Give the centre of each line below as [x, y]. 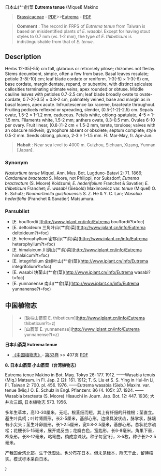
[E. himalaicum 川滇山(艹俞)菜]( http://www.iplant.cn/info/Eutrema [77, 250]
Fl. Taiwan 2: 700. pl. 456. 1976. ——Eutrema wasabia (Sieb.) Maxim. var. [78, 385]
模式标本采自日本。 [32, 459]
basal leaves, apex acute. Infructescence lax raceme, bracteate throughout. [80, 104]
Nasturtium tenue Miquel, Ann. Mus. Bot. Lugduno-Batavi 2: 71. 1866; [74, 173]
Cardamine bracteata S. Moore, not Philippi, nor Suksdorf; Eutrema [72, 178]
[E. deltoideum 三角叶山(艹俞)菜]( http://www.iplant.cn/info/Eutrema [79, 228]
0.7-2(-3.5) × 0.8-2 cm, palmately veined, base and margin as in [86, 99]
